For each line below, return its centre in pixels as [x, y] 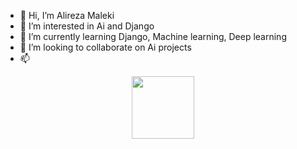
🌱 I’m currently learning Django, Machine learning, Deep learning [153, 36]
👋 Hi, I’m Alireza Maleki [67, 15]
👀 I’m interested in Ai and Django [87, 26]
